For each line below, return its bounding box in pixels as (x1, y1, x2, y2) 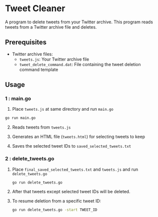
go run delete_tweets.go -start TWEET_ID (12, 207, 98, 213)
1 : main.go (5, 95, 32, 102)
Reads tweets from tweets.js (12, 124, 71, 130)
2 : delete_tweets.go (5, 155, 54, 162)
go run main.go (5, 116, 36, 120)
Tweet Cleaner (5, 3, 66, 14)
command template (19, 67, 58, 72)
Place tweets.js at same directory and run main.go (12, 106, 114, 112)
